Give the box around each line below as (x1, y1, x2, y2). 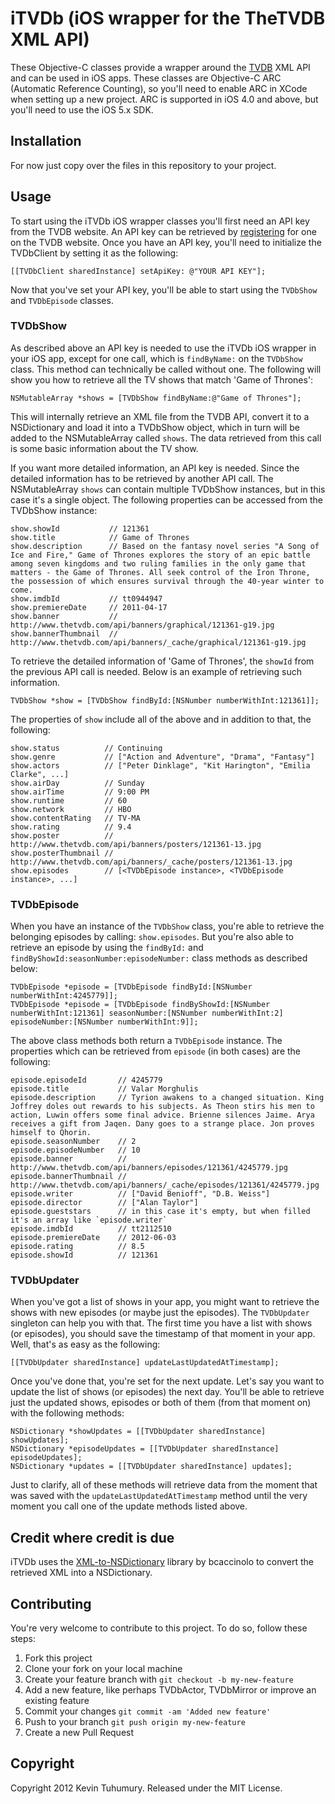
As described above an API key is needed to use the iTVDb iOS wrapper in (10, 342, 317, 354)
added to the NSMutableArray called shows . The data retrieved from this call (10, 432, 322, 444)
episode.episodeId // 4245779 (10, 1075, 163, 1086)
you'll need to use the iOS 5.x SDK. (10, 103, 154, 116)
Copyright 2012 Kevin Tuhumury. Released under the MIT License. (10, 1782, 283, 1794)
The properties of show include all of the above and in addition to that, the (10, 713, 312, 725)
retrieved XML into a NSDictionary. (10, 1567, 153, 1579)
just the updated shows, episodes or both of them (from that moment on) (10, 1397, 312, 1409)
